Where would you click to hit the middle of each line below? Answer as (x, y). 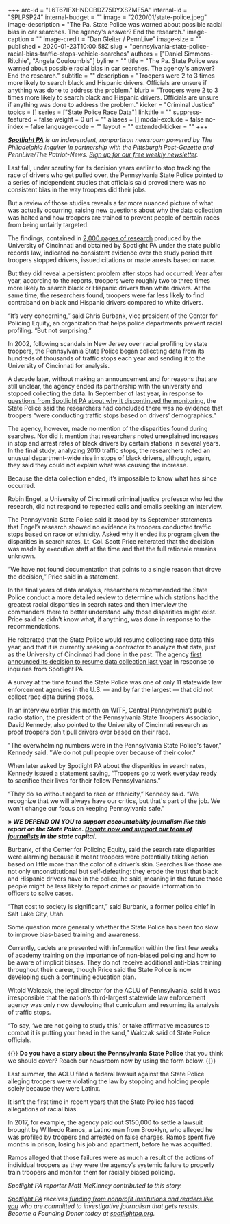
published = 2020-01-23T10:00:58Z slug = (68, 46)
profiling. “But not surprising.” (50, 330)
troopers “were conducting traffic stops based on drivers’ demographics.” (112, 415)
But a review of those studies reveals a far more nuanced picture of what (111, 203)
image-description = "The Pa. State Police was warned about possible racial (115, 24)
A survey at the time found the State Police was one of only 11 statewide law (115, 682)
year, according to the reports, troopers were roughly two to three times (109, 280)
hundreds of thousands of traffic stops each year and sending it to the (107, 358)
